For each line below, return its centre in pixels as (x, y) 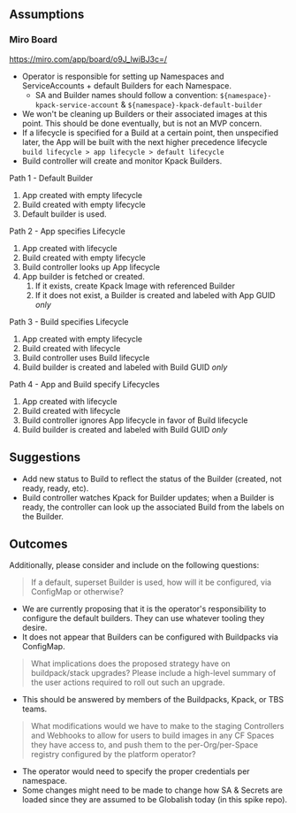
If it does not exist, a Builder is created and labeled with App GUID (155, 295)
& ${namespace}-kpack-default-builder (192, 104)
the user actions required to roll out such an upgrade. (128, 683)
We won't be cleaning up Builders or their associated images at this (144, 113)
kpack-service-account (77, 105)
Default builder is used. (65, 214)
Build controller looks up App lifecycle (91, 267)
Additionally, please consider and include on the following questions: (134, 565)
